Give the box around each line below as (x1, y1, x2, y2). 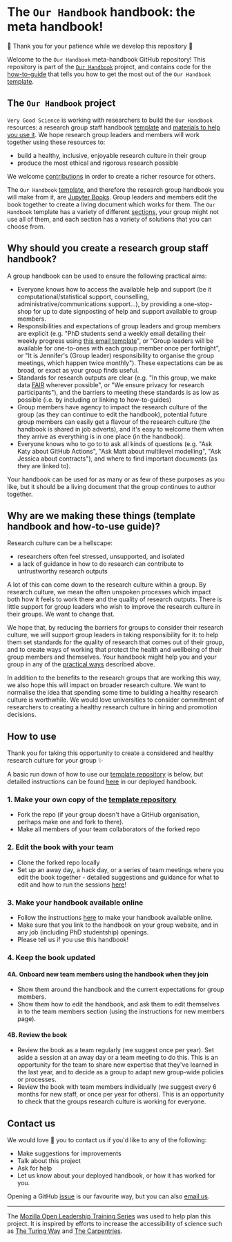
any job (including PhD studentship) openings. (17, 928, 149, 937)
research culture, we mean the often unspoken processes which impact (7, 588, 211, 596)
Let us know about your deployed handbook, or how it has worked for (17, 1171, 216, 1180)
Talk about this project (17, 1157, 81, 1165)
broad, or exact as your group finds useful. (17, 366, 139, 374)
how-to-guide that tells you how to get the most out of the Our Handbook (7, 70, 211, 78)
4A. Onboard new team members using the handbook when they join (7, 970, 209, 978)
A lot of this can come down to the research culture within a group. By (7, 580, 206, 589)
